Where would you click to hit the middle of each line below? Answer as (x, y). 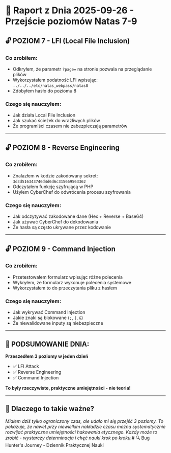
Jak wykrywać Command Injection (49, 312)
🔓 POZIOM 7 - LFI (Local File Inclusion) (68, 41)
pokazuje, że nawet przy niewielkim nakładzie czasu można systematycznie (85, 426)
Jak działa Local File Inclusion (44, 115)
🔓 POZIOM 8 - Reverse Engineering (62, 148)
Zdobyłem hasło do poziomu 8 (45, 90)
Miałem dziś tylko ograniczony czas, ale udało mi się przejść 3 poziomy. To (84, 421)
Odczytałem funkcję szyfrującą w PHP (53, 187)
